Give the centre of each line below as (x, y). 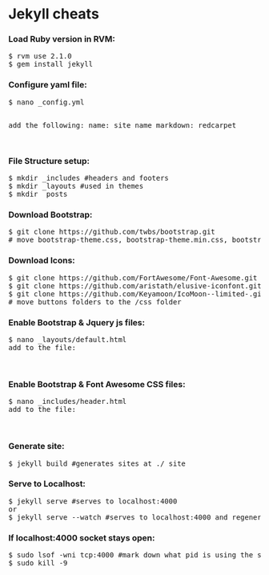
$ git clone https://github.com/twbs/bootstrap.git (112, 232)
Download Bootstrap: (50, 215)
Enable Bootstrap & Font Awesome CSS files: (97, 384)
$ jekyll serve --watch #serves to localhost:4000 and (118, 517)
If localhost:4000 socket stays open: (82, 537)
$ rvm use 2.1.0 (40, 56)
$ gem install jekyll (51, 64)
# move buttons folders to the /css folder (95, 302)
